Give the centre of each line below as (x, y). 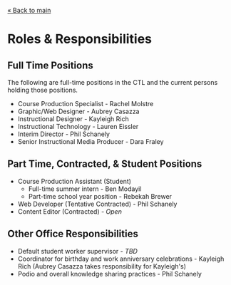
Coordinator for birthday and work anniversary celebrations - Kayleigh (121, 259)
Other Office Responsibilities (73, 234)
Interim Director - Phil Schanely (64, 134)
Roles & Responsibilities (79, 39)
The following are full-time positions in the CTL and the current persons (113, 82)
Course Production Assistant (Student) (75, 181)
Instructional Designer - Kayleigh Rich (73, 119)
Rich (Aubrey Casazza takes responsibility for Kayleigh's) (102, 266)
